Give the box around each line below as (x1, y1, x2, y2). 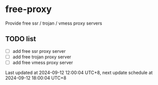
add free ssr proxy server (12, 48, 66, 54)
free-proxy (5, 4, 52, 15)
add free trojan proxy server (12, 54, 71, 60)
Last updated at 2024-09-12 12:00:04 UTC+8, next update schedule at (5, 69, 153, 75)
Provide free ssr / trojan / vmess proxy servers (5, 20, 102, 26)
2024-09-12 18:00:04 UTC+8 (5, 74, 67, 81)
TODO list (5, 35, 36, 43)
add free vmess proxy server (12, 59, 73, 65)
